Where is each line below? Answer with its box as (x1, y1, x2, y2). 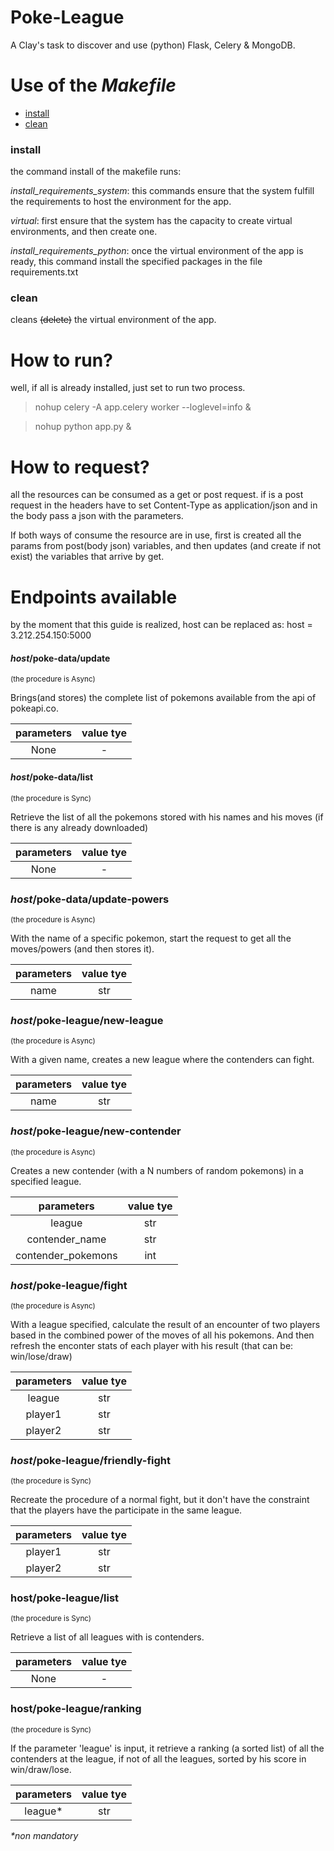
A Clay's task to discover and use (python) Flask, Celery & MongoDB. (10, 39, 296, 51)
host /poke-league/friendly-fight (10, 1453, 172, 1467)
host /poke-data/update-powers (10, 892, 170, 906)
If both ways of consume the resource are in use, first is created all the (10, 529, 302, 541)
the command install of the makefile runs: (10, 166, 182, 178)
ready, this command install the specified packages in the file (10, 256, 263, 268)
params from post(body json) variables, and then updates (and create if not (10, 540, 322, 552)
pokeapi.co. (10, 702, 59, 715)
